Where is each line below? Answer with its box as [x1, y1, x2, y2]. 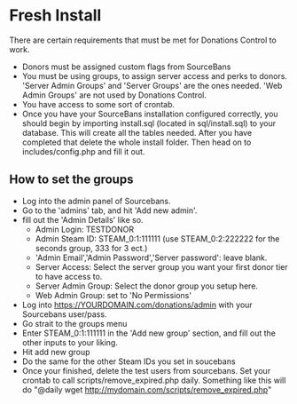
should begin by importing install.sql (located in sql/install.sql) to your [21, 117, 277, 129]
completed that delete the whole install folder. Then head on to [21, 137, 252, 147]
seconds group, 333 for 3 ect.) [35, 242, 148, 253]
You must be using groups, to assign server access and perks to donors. [21, 70, 288, 81]
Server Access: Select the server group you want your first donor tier [35, 261, 288, 272]
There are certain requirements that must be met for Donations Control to [9, 35, 277, 45]
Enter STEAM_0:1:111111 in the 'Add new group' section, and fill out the [21, 328, 277, 338]
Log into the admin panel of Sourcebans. [21, 195, 171, 206]
